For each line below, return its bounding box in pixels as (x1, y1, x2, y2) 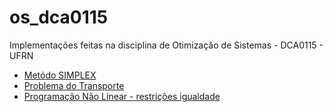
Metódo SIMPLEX (23, 69, 97, 81)
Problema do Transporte (23, 79, 125, 91)
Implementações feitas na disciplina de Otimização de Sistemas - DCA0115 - (9, 39, 324, 51)
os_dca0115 (9, 6, 109, 29)
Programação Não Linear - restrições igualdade (23, 90, 221, 102)
